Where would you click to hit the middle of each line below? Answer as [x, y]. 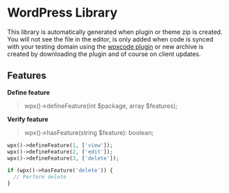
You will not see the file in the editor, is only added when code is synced [110, 39]
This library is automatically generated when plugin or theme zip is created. [115, 32]
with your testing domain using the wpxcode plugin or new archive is [105, 46]
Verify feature [28, 119]
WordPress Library [62, 13]
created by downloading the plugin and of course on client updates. [104, 54]
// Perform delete [40, 177]
